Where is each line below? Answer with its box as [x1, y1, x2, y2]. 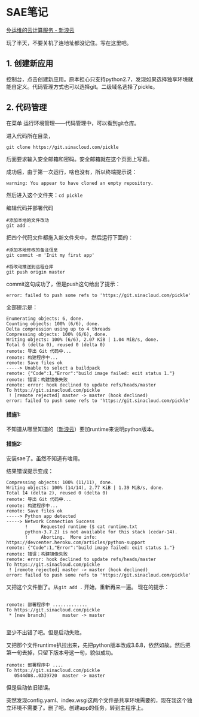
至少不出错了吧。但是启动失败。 [6, 628, 85, 636]
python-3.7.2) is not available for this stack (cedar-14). [25, 529, 178, 535]
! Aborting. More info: [25, 534, 97, 540]
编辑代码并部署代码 [6, 204, 54, 211]
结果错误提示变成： [6, 467, 54, 475]
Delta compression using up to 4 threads [6, 326, 111, 332]
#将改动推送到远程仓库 [6, 263, 54, 270]
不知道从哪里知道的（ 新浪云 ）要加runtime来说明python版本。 [6, 425, 158, 433]
